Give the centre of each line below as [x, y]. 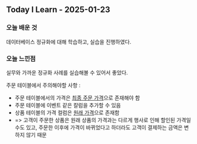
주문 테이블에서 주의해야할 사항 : [44, 85]
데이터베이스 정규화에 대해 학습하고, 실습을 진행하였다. [69, 41]
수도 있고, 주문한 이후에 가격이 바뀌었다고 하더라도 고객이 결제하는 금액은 [99, 127]
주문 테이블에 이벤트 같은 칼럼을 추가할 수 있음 [68, 105]
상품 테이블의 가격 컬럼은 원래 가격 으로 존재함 [67, 113]
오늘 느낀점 [21, 59]
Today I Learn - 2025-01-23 [58, 10]
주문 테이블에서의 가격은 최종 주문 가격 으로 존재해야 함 [77, 98]
